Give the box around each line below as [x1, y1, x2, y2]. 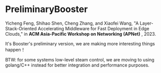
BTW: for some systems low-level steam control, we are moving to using [5, 56, 154, 62]
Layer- [139, 20, 153, 26]
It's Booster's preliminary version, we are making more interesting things [5, 40, 155, 46]
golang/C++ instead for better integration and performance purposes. [5, 62, 149, 68]
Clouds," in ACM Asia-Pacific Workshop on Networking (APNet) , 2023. [5, 31, 156, 37]
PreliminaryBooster [5, 4, 88, 15]
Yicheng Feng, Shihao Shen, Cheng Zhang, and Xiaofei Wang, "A [5, 20, 139, 26]
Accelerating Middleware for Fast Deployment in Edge [38, 25, 149, 31]
